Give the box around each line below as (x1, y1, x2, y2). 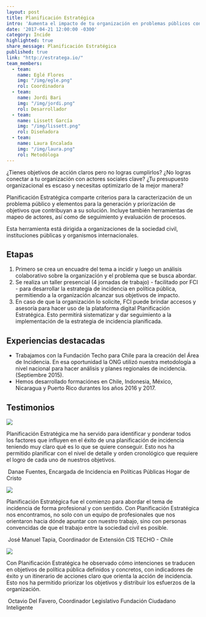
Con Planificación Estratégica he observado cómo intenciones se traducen (6, 559, 195, 567)
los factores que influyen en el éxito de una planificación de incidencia (6, 437, 185, 444)
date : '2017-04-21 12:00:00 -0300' (6, 26, 97, 33)
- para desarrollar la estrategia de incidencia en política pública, (15, 285, 177, 292)
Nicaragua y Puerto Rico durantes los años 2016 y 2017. (15, 384, 156, 392)
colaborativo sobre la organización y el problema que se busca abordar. (15, 272, 197, 279)
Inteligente (6, 603, 34, 611)
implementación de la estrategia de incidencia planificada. (15, 317, 162, 325)
